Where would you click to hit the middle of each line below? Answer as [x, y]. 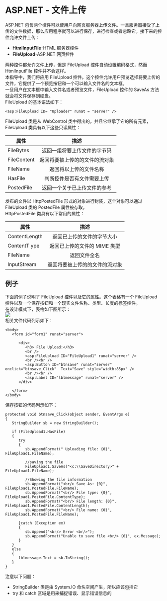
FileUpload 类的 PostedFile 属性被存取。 [46, 207]
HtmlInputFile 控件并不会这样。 [37, 71]
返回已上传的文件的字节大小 [85, 237]
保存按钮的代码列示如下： [31, 405]
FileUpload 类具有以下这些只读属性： [43, 127]
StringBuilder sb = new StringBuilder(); [55, 423]
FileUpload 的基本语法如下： [34, 102]
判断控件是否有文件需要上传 [77, 178]
